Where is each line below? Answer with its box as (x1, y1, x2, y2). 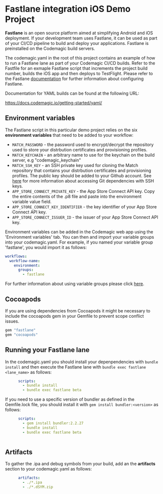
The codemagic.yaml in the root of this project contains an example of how (5, 55, 156, 61)
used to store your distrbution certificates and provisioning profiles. (12, 146, 147, 152)
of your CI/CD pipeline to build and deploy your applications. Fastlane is (5, 40, 149, 46)
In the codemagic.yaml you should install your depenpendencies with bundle (5, 359, 158, 365)
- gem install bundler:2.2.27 (22, 421, 84, 426)
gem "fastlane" (5, 328, 36, 332)
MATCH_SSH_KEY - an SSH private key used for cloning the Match (12, 162, 139, 168)
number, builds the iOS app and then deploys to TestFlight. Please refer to (5, 70, 153, 76)
